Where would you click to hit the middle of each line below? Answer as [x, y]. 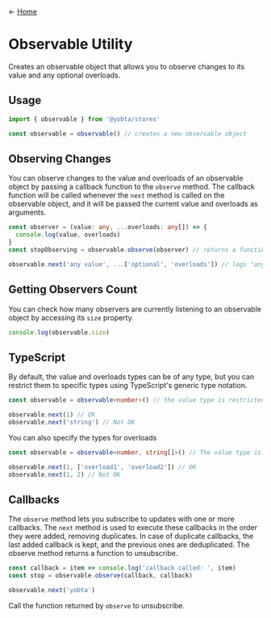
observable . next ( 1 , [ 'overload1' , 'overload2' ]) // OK [102, 467]
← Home [23, 12]
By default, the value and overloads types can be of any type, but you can [131, 377]
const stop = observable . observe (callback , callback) [101, 576]
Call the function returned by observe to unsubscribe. [97, 605]
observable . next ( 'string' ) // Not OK [72, 422]
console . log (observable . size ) [59, 332]
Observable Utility [71, 44]
